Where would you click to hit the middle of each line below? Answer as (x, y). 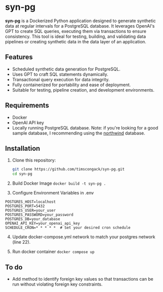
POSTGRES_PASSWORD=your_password (39, 215)
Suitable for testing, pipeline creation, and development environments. (83, 90)
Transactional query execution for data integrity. (61, 79)
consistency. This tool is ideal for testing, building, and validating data (76, 36)
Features (19, 57)
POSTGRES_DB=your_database (33, 219)
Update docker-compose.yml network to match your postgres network (84, 237)
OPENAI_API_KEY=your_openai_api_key (42, 224)
